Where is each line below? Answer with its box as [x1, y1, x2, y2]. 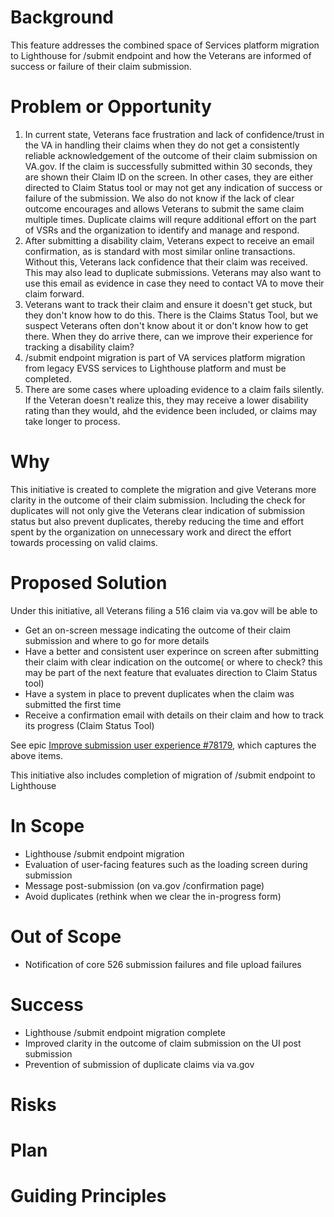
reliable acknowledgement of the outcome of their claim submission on [24, 149, 318, 161]
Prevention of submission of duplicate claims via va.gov [24, 1058, 255, 1070]
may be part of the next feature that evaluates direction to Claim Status [24, 666, 318, 678]
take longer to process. [24, 415, 121, 427]
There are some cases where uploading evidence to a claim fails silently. [24, 383, 325, 395]
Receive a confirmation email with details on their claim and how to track [24, 709, 324, 721]
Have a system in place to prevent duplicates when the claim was [24, 687, 295, 700]
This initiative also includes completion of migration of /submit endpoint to [10, 769, 316, 781]
